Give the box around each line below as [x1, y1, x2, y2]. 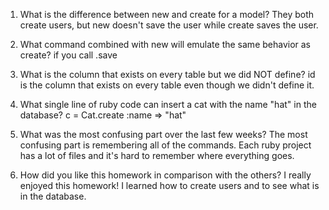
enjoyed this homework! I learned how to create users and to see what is [19, 180, 320, 191]
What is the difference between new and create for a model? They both [19, 9, 315, 20]
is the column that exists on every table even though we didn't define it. [19, 79, 315, 91]
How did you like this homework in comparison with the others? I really [19, 169, 312, 181]
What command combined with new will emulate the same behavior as [19, 39, 312, 50]
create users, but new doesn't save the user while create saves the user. [19, 19, 319, 31]
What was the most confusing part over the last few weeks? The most [19, 129, 308, 140]
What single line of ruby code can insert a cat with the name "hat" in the [19, 99, 317, 110]
